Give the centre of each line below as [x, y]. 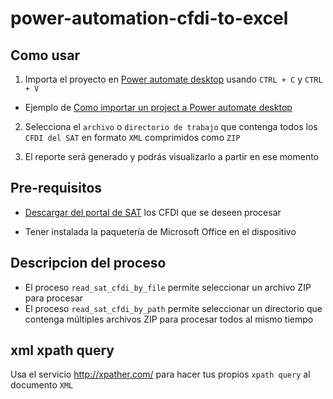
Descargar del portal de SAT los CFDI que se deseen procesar [153, 212]
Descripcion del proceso [88, 263]
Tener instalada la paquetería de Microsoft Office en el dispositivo [160, 231]
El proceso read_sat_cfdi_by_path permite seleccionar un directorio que [173, 308]
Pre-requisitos [56, 188]
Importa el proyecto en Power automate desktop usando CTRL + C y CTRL [173, 79]
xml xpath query [62, 350]
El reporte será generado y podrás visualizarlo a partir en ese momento [172, 156]
